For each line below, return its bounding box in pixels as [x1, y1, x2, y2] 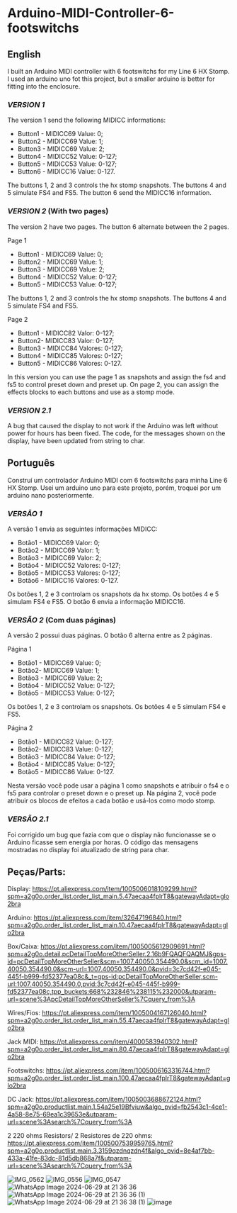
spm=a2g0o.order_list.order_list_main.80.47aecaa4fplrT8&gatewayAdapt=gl [7, 1045, 230, 1053]
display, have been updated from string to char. [7, 436, 146, 445]
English [7, 48, 41, 60]
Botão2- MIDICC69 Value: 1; [17, 666, 100, 675]
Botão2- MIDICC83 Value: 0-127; [17, 745, 113, 754]
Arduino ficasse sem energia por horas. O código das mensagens [7, 838, 199, 846]
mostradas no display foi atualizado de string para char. [7, 845, 170, 854]
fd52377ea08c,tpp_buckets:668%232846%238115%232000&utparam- [7, 988, 217, 996]
